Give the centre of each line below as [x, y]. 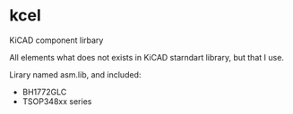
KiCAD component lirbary [56, 40]
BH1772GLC [44, 92]
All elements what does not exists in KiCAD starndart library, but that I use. [147, 57]
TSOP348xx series [57, 101]
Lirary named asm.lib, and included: [75, 74]
